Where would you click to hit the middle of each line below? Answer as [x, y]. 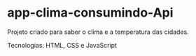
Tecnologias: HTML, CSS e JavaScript [62, 45]
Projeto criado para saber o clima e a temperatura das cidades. [98, 32]
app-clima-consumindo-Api [90, 13]
